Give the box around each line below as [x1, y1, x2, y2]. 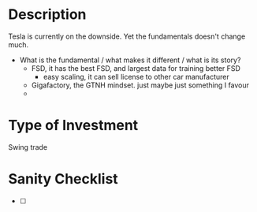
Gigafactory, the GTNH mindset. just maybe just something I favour [31, 80, 250, 90]
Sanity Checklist [8, 170, 118, 188]
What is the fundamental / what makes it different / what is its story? [19, 55, 241, 65]
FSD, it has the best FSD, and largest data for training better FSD [31, 63, 240, 73]
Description [8, 6, 87, 24]
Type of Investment [8, 117, 139, 135]
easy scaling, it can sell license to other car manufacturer [43, 72, 230, 81]
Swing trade [8, 142, 48, 151]
